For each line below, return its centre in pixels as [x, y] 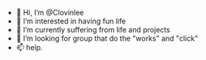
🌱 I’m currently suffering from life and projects [93, 30]
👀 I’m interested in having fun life [71, 21]
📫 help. [29, 47]
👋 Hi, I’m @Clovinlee [50, 13]
